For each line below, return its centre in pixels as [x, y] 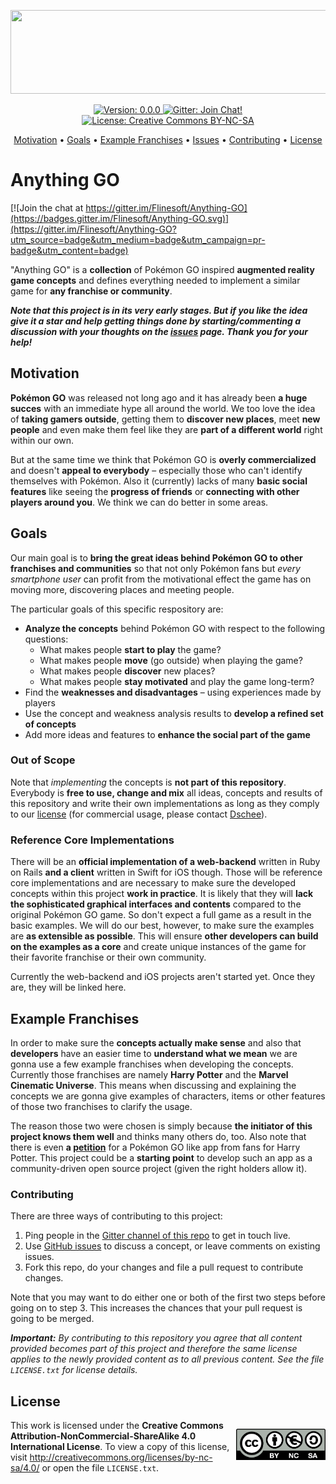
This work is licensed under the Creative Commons [117, 1426]
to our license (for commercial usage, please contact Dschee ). [139, 814]
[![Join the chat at [47, 207]
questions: [46, 639]
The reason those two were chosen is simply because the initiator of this [161, 1126]
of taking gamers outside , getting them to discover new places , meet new [165, 419]
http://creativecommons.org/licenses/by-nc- [121, 1457]
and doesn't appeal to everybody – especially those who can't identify [156, 470]
